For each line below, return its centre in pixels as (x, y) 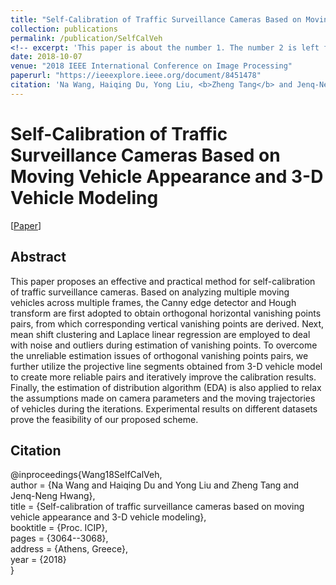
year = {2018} (38, 560)
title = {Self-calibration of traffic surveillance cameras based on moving (157, 507)
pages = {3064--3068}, (59, 538)
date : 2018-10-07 (46, 57)
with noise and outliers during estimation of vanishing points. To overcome (164, 345)
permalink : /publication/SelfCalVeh (86, 38)
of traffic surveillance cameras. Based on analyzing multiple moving (150, 292)
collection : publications (64, 29)
